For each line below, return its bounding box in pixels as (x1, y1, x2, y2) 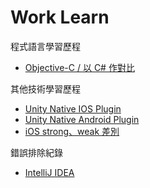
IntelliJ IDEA (24, 166, 75, 178)
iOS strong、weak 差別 (24, 125, 120, 137)
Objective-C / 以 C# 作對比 (24, 61, 135, 73)
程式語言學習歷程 (10, 40, 81, 52)
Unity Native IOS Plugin (24, 102, 122, 115)
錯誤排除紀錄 (10, 146, 63, 158)
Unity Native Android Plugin (24, 113, 140, 125)
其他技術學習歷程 (10, 82, 81, 95)
